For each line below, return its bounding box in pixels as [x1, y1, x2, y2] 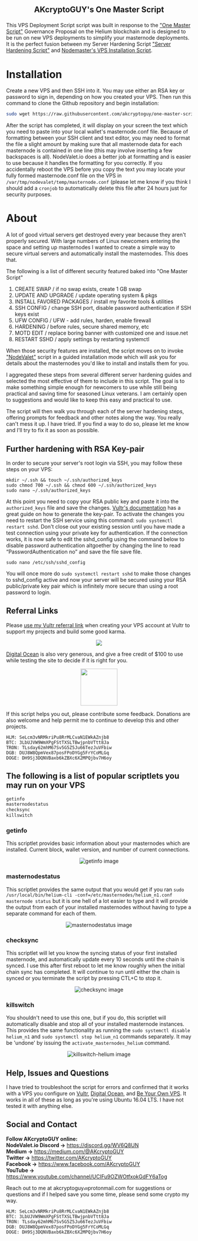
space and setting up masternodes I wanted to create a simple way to [6, 244, 176, 251]
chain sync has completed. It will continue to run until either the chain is [6, 968, 180, 975]
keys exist [14, 310, 39, 318]
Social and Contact [6, 1120, 78, 1130]
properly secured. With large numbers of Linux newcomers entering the [6, 238, 180, 245]
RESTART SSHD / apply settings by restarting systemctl [14, 336, 150, 343]
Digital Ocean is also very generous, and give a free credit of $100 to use [6, 650, 184, 657]
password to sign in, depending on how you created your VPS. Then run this [6, 93, 192, 101]
